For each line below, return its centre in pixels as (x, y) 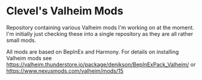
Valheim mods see (29, 58)
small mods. (21, 40)
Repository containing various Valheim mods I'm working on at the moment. (100, 27)
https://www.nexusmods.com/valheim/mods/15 (65, 70)
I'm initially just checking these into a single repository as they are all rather (100, 33)
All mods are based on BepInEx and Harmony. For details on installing (93, 51)
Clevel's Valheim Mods (65, 11)
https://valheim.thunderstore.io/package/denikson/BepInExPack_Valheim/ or (101, 64)
